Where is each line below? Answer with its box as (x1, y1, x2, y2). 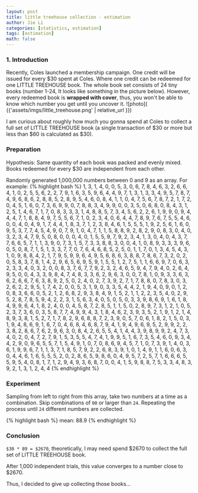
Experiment (6, 379, 40, 387)
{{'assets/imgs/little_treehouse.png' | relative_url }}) (6, 107, 132, 114)
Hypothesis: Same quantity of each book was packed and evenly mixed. (6, 159, 182, 166)
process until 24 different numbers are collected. (6, 405, 124, 412)
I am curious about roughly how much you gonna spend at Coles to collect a (6, 118, 192, 125)
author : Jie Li (6, 19, 44, 25)
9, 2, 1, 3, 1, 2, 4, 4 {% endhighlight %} (6, 364, 99, 372)
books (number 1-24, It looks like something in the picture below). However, (6, 88, 190, 95)
